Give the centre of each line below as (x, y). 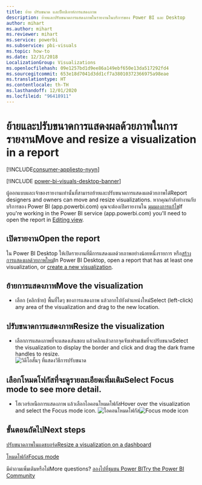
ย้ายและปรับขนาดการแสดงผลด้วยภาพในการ (92, 126)
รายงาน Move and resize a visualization (101, 139)
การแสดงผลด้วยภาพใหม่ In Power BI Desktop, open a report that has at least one (100, 260)
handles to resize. (37, 354)
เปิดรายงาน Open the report (53, 239)
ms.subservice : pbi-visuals (42, 46)
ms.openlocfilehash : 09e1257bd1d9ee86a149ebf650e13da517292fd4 (88, 68)
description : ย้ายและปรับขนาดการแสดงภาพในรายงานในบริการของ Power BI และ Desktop (96, 18)
